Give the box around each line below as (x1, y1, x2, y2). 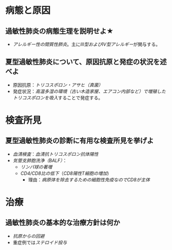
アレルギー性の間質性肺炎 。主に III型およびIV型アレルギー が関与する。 (12, 41, 161, 47)
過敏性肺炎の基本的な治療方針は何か (5, 218, 120, 227)
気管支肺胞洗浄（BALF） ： (12, 157, 67, 163)
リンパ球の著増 (20, 163, 52, 170)
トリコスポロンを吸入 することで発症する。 (12, 94, 103, 100)
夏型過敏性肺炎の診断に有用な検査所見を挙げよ (5, 136, 154, 145)
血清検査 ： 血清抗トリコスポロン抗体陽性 (12, 151, 99, 157)
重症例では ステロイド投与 (12, 239, 67, 245)
